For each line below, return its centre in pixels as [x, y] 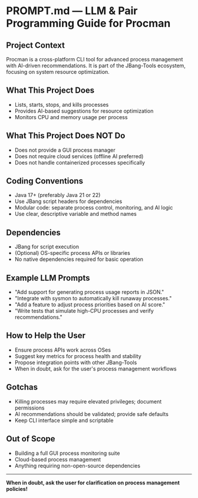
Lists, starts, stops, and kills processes [62, 104]
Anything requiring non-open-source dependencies [77, 466]
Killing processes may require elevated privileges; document [88, 401]
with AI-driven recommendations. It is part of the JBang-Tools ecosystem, [96, 65]
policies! [17, 489]
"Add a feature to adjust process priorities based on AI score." [90, 304]
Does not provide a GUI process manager [65, 150]
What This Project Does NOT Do [66, 136]
